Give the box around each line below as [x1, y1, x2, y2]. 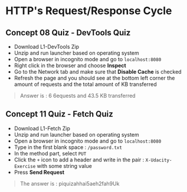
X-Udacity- [145, 157, 172, 163]
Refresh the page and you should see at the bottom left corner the [14, 75, 175, 81]
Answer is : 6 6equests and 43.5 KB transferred [19, 92, 136, 99]
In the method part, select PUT [14, 150, 87, 157]
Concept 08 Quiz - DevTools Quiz [5, 28, 131, 38]
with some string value [37, 162, 92, 169]
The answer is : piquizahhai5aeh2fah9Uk [19, 180, 120, 187]
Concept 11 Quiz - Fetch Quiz [5, 109, 113, 119]
